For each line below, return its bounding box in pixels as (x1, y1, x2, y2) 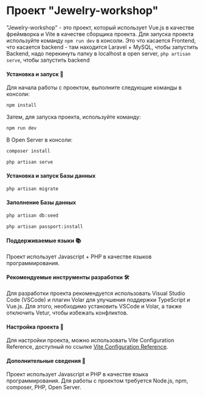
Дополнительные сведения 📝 (6, 357, 86, 364)
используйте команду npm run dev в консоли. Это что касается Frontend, (6, 37, 197, 44)
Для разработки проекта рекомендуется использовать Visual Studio (6, 290, 185, 297)
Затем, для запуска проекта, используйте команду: (6, 114, 141, 121)
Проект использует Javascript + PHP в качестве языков (6, 253, 152, 260)
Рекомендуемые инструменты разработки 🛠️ (6, 274, 129, 281)
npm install (6, 102, 37, 109)
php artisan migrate (6, 186, 59, 192)
